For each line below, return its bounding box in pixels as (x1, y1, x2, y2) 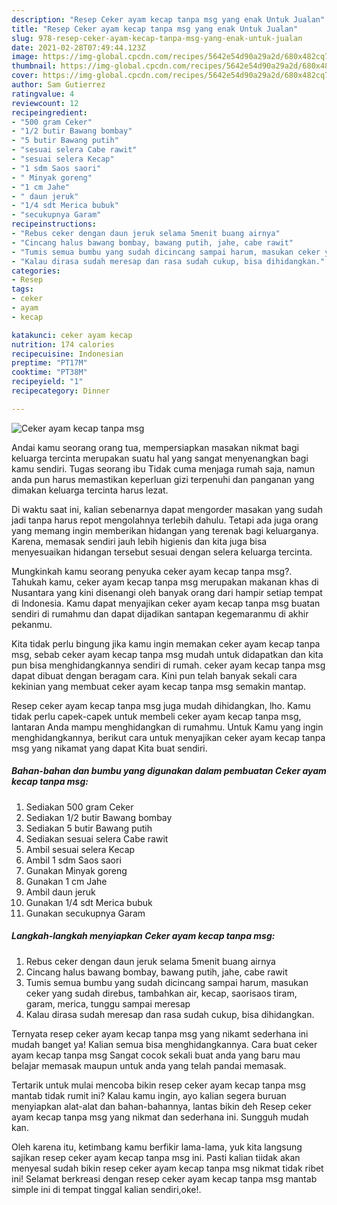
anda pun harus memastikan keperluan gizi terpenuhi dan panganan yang (11, 473, 315, 485)
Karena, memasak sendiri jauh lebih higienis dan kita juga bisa (11, 535, 268, 547)
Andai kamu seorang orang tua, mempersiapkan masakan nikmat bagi (11, 441, 299, 453)
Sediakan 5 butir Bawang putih (25, 822, 153, 834)
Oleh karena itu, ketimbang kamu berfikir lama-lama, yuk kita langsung (11, 1141, 303, 1153)
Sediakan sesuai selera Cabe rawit (25, 832, 169, 845)
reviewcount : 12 (11, 98, 79, 108)
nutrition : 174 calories (11, 339, 115, 350)
